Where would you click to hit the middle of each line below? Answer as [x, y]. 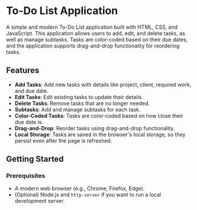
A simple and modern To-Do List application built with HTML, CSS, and [92, 27]
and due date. [31, 91]
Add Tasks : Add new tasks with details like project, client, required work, [103, 84]
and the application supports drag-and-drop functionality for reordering [93, 46]
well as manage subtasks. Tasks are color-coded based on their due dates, [97, 39]
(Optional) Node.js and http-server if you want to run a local [88, 195]
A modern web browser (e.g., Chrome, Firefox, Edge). [80, 188]
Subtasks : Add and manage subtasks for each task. [78, 109]
